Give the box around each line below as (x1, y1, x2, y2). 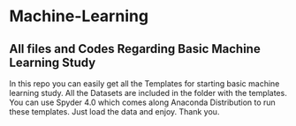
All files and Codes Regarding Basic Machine (9, 41, 261, 56)
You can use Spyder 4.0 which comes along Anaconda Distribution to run (9, 97, 276, 107)
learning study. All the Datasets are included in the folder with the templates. (9, 88, 287, 98)
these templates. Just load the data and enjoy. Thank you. (9, 107, 220, 116)
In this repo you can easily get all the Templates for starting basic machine (9, 78, 280, 89)
